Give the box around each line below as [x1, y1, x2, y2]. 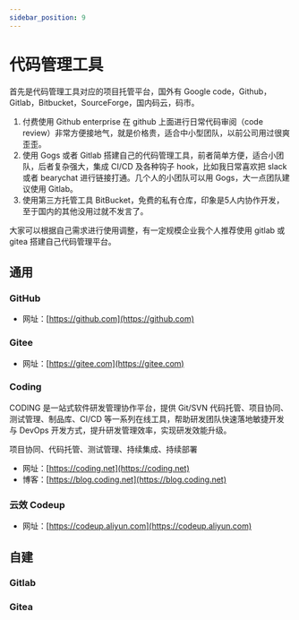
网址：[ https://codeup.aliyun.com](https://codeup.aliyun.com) [21, 521, 252, 531]
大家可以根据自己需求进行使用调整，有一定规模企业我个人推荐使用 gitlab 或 [9, 225, 286, 236]
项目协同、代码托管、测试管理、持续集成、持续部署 [9, 443, 198, 454]
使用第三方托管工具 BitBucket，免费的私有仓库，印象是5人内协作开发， [21, 194, 285, 205]
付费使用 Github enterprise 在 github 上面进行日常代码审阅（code [21, 116, 264, 126]
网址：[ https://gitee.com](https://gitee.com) [21, 357, 185, 368]
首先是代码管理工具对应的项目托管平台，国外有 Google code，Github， [9, 86, 271, 97]
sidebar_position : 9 [9, 13, 87, 22]
